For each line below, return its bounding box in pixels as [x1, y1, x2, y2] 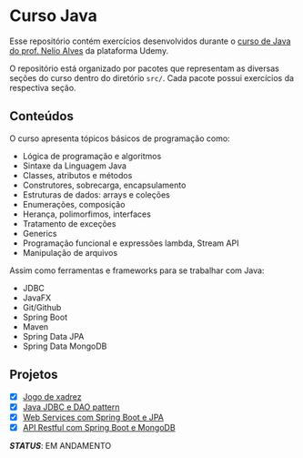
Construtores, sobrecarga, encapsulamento [22, 179, 187, 190]
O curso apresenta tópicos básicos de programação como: [9, 133, 230, 144]
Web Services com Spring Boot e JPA [22, 412, 164, 422]
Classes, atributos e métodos [22, 169, 133, 180]
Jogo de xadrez [22, 391, 82, 402]
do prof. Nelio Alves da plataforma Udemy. [9, 45, 169, 56]
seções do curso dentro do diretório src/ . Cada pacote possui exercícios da [9, 72, 294, 83]
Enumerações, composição [22, 198, 126, 209]
